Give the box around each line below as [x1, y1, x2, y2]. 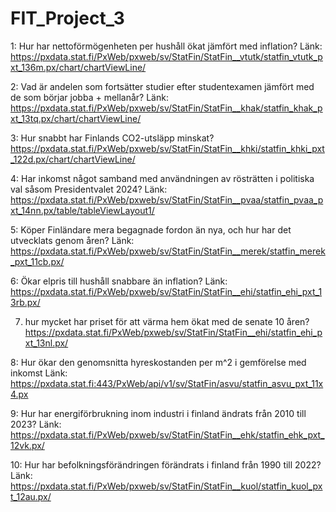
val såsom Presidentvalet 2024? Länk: [10, 183, 168, 195]
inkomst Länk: [10, 367, 68, 379]
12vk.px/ [10, 439, 45, 451]
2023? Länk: [10, 418, 62, 430]
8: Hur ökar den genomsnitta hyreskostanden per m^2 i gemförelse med [10, 356, 307, 368]
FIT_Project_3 [10, 7, 125, 30]
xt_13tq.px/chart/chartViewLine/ [10, 112, 142, 124]
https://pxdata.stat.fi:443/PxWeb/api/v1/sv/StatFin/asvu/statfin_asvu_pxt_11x [10, 377, 324, 389]
